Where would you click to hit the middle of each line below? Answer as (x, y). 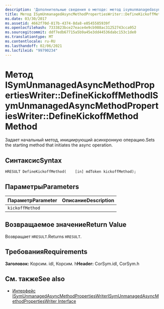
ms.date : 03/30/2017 (26, 19)
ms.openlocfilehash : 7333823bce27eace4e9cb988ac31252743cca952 (71, 28)
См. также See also (35, 279)
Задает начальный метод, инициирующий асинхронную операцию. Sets (80, 140)
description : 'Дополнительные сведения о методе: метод (63, 10)
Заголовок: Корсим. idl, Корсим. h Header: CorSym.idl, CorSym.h (72, 264)
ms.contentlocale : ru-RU (30, 41)
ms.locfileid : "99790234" (31, 50)
